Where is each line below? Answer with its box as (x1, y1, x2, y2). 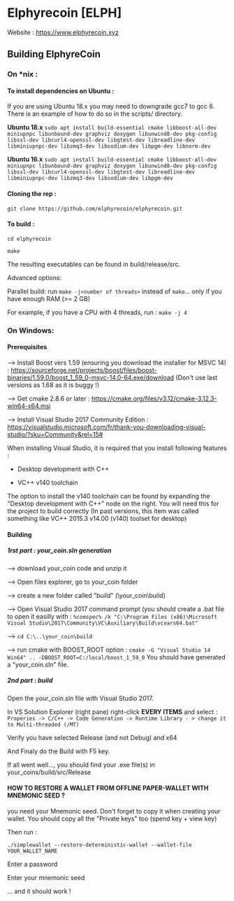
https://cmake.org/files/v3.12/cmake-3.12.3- (91, 394, 218, 403)
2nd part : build (7, 676, 53, 685)
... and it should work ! (7, 887, 71, 895)
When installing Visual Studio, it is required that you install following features (7, 443, 227, 452)
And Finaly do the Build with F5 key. (7, 747, 110, 755)
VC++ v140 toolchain (17, 478, 78, 487)
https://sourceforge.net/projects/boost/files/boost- (10, 365, 157, 374)
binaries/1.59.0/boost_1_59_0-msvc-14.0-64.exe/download (7, 373, 175, 382)
